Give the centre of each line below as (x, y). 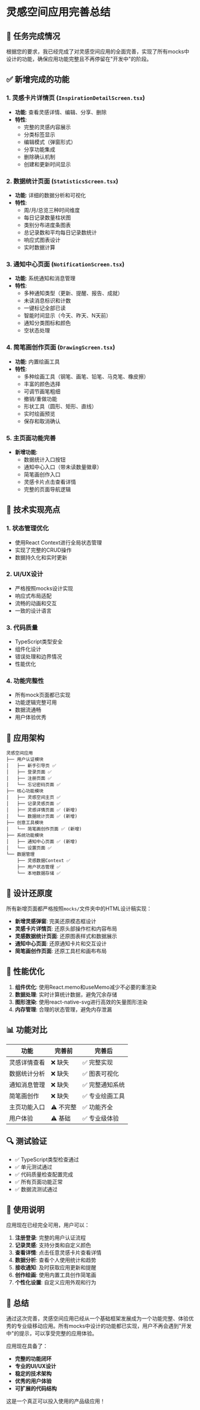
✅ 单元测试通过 (33, 1167)
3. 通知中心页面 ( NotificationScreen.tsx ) (65, 264)
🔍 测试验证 (27, 1141)
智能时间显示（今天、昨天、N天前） (68, 316)
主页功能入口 (27, 1107)
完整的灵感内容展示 (47, 127)
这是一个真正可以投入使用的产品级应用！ (56, 1401)
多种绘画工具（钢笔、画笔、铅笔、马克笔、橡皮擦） (86, 376)
